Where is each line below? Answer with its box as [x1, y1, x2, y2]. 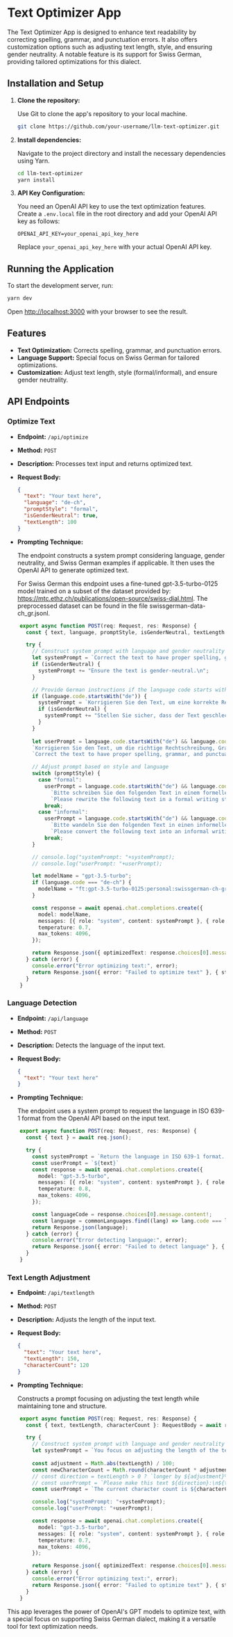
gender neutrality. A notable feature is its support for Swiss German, [7, 50, 202, 58]
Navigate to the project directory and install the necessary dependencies [17, 149, 226, 157]
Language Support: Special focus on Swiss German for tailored [17, 353, 200, 362]
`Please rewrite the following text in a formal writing [51, 796, 218, 803]
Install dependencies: [17, 136, 82, 144]
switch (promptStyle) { [32, 770, 101, 777]
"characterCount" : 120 [24, 1362, 89, 1369]
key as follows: [17, 217, 60, 225]
